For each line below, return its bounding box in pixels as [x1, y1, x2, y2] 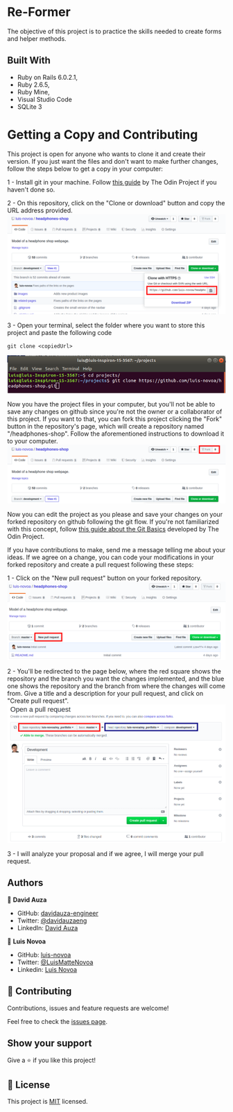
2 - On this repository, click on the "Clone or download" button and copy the [7, 198, 225, 207]
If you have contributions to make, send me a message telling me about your [7, 545, 226, 554]
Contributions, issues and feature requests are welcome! [7, 1004, 169, 1012]
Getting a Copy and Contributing [7, 126, 198, 142]
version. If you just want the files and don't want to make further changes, [7, 157, 218, 165]
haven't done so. [7, 185, 55, 194]
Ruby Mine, [17, 87, 50, 96]
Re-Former [7, 4, 71, 20]
